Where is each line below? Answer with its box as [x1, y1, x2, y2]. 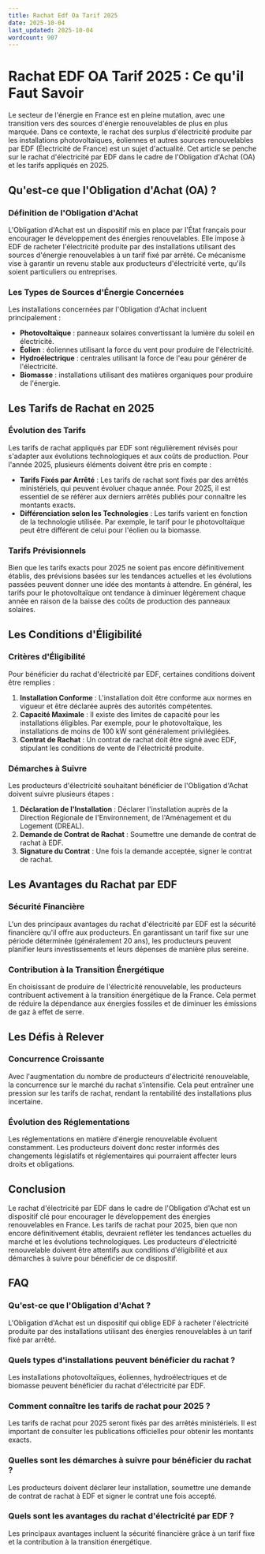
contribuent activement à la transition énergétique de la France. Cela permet [8, 991, 256, 1000]
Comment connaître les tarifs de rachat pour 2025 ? [8, 1400, 211, 1411]
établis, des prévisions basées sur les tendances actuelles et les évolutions [8, 571, 252, 581]
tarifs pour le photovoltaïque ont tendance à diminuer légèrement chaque [8, 588, 246, 598]
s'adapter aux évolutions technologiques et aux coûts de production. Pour [8, 451, 248, 461]
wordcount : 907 [8, 33, 58, 42]
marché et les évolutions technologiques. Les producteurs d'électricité [8, 1236, 237, 1246]
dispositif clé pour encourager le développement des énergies [8, 1212, 211, 1221]
